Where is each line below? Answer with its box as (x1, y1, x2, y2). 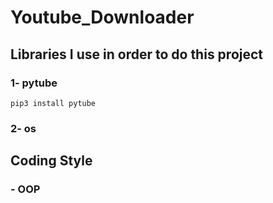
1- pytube (10, 76, 58, 90)
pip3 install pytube (10, 98, 97, 108)
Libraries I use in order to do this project (10, 46, 264, 63)
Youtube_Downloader (10, 6, 195, 29)
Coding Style (10, 152, 93, 170)
